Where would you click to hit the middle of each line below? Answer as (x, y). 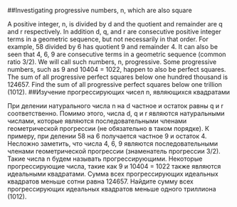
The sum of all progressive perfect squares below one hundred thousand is (118, 77)
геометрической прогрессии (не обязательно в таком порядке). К (109, 128)
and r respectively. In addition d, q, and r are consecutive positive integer (115, 32)
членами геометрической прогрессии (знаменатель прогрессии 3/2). (114, 151)
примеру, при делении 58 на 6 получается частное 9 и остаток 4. (107, 136)
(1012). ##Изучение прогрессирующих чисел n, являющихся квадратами (118, 92)
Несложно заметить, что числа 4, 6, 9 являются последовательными (113, 144)
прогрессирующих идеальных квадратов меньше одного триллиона (112, 189)
